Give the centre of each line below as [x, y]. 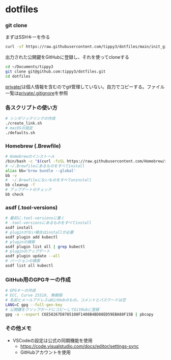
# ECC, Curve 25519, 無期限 [34, 295]
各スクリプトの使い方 [31, 107]
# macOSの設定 [19, 128]
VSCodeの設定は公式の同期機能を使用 [52, 340]
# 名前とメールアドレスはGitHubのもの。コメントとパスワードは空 [66, 300]
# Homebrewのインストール [30, 157]
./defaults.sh [20, 133]
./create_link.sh [24, 124]
